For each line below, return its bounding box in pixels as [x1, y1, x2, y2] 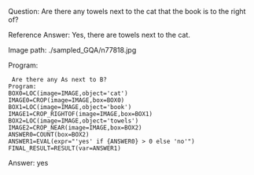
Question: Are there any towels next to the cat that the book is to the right [8, 7, 246, 16]
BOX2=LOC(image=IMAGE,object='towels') [8, 117, 139, 125]
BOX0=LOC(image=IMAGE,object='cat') [8, 89, 128, 97]
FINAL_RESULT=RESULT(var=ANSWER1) [8, 144, 122, 152]
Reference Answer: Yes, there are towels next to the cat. [8, 31, 191, 39]
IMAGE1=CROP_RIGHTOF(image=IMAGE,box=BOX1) [8, 110, 153, 118]
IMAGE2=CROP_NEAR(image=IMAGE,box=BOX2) [8, 124, 143, 132]
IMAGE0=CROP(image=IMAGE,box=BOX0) [8, 97, 125, 104]
